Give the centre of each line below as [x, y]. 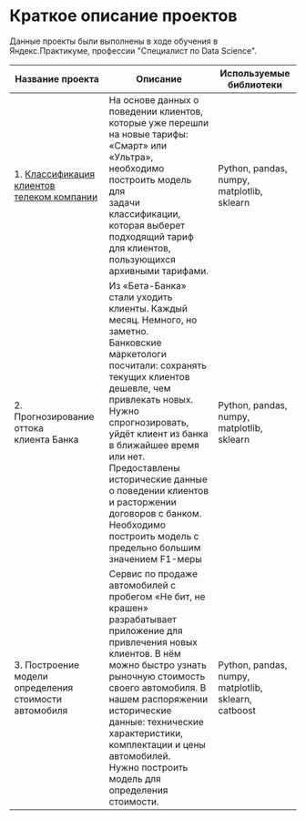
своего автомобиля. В [158, 687]
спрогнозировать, [149, 422]
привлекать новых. [151, 399]
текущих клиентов [149, 376]
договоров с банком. [155, 513]
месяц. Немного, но [153, 320]
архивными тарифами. [159, 271]
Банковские [135, 343]
